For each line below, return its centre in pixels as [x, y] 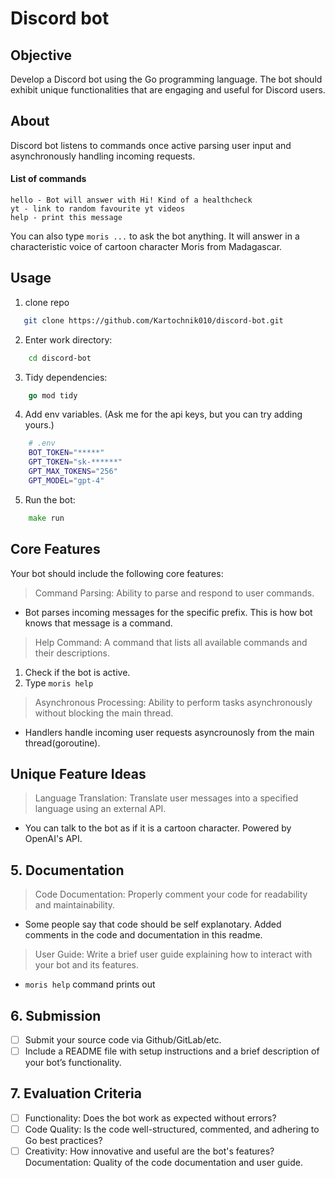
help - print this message [66, 218]
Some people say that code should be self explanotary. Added [153, 924]
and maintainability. [75, 905]
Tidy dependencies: [66, 377]
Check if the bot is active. [77, 672]
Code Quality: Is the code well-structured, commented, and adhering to [172, 1129]
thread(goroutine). [62, 743]
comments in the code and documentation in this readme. [143, 935]
